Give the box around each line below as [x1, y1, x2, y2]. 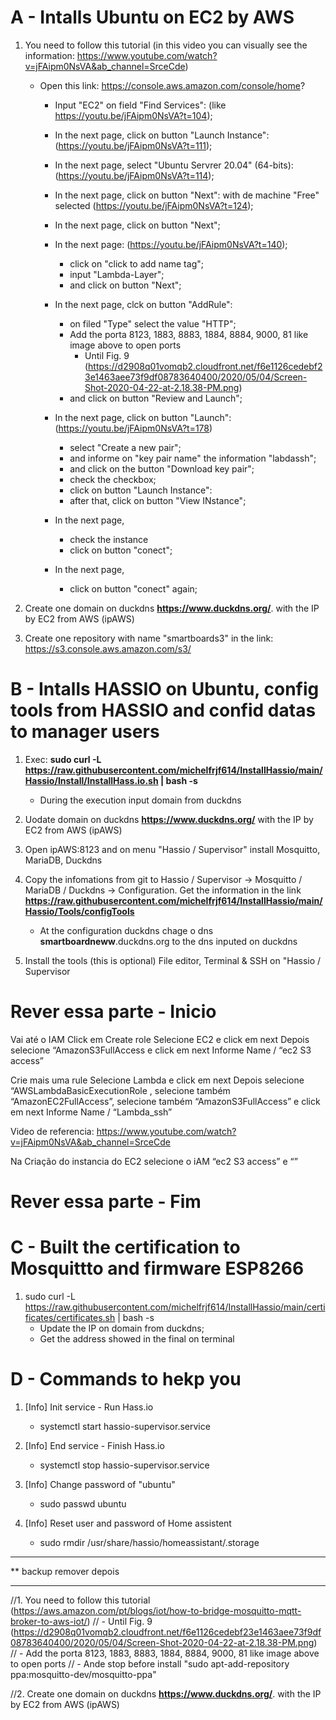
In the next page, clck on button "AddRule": [54, 298, 233, 310]
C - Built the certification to [10, 1236, 241, 1259]
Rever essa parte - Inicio [10, 1001, 217, 1023]
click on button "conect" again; [69, 582, 198, 595]
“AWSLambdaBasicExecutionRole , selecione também [10, 1084, 231, 1096]
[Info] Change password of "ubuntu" [24, 1478, 176, 1490]
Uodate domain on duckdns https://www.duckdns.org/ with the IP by [24, 813, 314, 825]
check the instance [69, 533, 149, 545]
